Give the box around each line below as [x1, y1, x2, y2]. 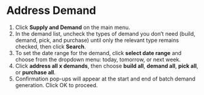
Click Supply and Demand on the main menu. [15, 24, 130, 31]
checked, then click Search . [15, 43, 87, 50]
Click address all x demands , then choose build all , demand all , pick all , [15, 62, 199, 70]
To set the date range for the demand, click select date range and [15, 49, 182, 56]
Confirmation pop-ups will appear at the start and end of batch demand [15, 75, 195, 82]
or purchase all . [15, 68, 56, 76]
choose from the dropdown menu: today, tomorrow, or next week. [15, 56, 181, 63]
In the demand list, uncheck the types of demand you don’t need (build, [15, 30, 195, 37]
